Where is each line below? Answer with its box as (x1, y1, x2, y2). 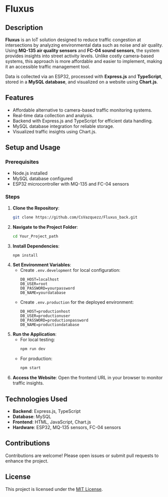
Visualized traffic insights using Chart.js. (12, 128, 97, 134)
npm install (12, 253, 38, 258)
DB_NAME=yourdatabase (20, 290, 66, 296)
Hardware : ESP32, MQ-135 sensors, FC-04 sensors (12, 424, 121, 430)
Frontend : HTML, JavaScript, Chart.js (12, 419, 91, 425)
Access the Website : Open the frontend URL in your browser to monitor (12, 375, 163, 381)
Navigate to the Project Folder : (12, 224, 78, 230)
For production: (20, 356, 53, 362)
